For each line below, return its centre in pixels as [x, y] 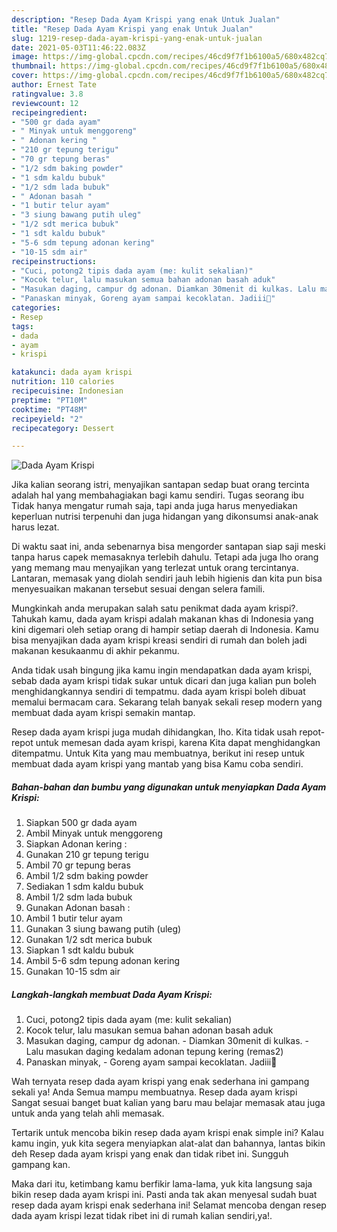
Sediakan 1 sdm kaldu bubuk [84, 887]
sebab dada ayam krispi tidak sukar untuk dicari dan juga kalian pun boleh [164, 681]
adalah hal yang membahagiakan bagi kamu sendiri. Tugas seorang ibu [157, 495]
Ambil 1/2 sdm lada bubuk [79, 897]
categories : [36, 308]
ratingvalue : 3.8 [47, 94]
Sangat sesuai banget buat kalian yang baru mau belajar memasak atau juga [168, 1103]
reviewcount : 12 [45, 103]
